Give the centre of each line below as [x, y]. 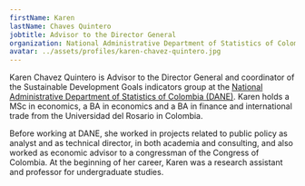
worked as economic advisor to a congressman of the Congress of [134, 153]
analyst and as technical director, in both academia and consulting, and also [151, 143]
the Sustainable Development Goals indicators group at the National [136, 87]
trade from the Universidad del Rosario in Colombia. [106, 116]
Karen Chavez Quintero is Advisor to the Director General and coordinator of [152, 77]
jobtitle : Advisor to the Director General [93, 34]
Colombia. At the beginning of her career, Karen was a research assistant [146, 162]
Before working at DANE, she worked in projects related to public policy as [149, 133]
